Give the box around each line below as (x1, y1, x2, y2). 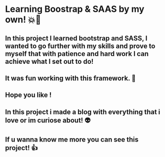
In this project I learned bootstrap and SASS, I (5, 34, 148, 43)
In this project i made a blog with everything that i (5, 107, 161, 116)
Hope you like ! (5, 91, 52, 100)
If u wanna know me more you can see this (5, 135, 139, 144)
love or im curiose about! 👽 (5, 116, 91, 124)
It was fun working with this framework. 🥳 (5, 74, 136, 82)
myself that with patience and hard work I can (5, 50, 149, 58)
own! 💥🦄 (5, 14, 41, 25)
